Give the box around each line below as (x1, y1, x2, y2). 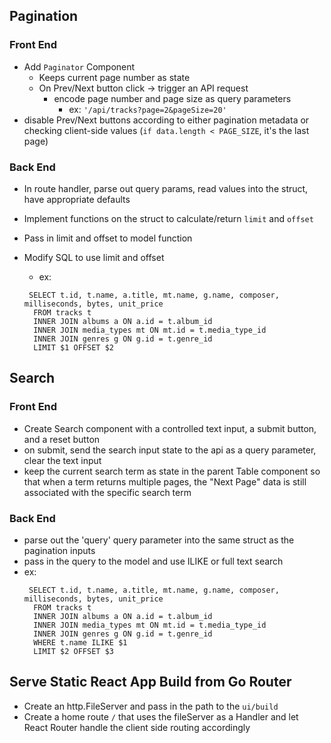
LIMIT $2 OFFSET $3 (33, 646, 114, 656)
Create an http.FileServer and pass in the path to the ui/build (23, 700, 279, 712)
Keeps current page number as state (38, 71, 191, 83)
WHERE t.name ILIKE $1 (33, 637, 128, 648)
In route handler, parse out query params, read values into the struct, (23, 182, 309, 194)
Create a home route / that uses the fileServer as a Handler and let (23, 710, 299, 723)
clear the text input (23, 454, 102, 466)
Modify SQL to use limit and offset (23, 251, 165, 263)
